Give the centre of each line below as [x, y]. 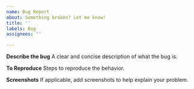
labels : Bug [21, 29]
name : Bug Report [28, 12]
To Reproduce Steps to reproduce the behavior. [65, 68]
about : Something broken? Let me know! [56, 17]
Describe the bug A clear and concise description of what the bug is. [92, 57]
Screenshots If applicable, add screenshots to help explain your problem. [97, 80]
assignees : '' [24, 34]
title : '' [19, 23]
